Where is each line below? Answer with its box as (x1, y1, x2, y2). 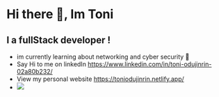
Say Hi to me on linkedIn (16, 60, 86, 68)
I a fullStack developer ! (6, 34, 111, 46)
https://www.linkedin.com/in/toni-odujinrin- (87, 60, 212, 68)
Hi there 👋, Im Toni (6, 6, 114, 22)
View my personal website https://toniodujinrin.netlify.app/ (16, 75, 185, 83)
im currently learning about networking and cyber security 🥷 (16, 52, 190, 61)
